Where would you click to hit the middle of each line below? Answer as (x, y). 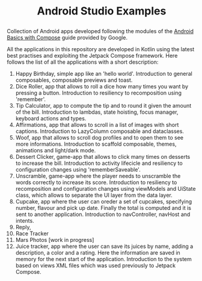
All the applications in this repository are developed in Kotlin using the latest (101, 49)
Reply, (23, 227)
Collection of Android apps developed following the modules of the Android (100, 31)
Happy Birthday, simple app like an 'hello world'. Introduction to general (104, 74)
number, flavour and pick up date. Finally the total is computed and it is (103, 208)
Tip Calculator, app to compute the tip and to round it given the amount (103, 106)
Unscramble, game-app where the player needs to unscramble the (98, 176)
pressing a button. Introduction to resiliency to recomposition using (99, 93)
